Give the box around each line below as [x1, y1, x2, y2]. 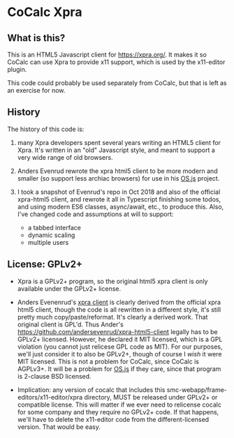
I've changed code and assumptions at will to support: [17, 210, 174, 218]
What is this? [7, 32, 66, 44]
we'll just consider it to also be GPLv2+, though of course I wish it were [17, 349, 222, 358]
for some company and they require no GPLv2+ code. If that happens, [17, 407, 219, 416]
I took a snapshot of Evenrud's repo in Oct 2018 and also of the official [17, 188, 221, 196]
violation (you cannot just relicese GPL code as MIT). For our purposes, [17, 342, 223, 351]
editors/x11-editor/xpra [17, 393, 83, 401]
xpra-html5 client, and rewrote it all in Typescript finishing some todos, [17, 195, 221, 203]
